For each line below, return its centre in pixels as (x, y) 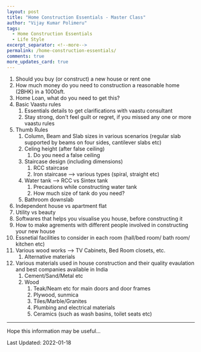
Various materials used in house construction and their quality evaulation (105, 263)
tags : (13, 28)
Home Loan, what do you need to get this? (67, 98)
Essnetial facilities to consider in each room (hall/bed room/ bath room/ (103, 237)
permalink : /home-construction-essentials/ (62, 51)
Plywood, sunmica (56, 295)
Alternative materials (50, 256)
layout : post (23, 12)
